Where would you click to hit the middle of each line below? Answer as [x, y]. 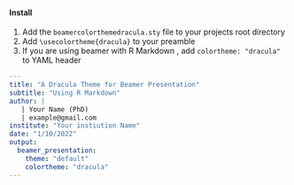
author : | [27, 101]
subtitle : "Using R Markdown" [65, 93]
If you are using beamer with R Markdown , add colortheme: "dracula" [151, 51]
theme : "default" [57, 158]
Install [21, 12]
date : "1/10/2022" [43, 134]
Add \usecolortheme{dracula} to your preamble [108, 42]
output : [23, 143]
